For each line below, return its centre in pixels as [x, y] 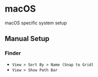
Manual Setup [27, 39]
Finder [13, 53]
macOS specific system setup [36, 23]
